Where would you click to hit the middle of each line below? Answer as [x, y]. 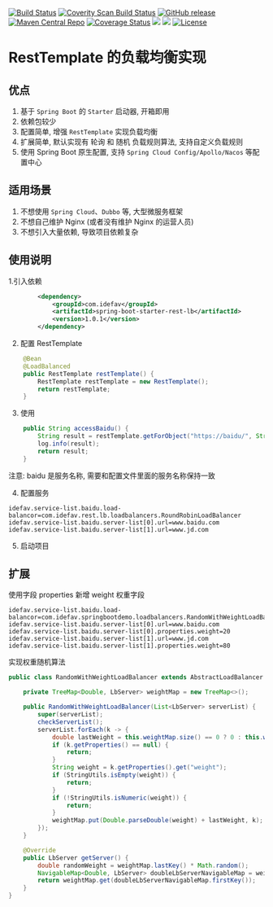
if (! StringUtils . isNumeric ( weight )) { [119, 798]
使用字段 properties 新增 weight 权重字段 [76, 595]
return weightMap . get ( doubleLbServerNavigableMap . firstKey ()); [147, 881]
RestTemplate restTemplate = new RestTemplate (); [123, 381]
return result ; [63, 451]
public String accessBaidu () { [76, 429]
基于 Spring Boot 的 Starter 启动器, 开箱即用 [95, 111]
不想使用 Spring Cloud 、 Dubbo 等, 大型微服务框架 [102, 211]
